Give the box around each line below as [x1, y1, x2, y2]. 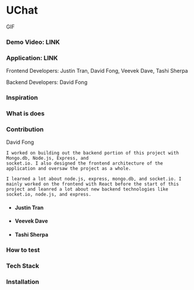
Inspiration [6, 94, 39, 102]
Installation [6, 278, 40, 286]
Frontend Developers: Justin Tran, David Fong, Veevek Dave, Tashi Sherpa [6, 67, 188, 75]
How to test [6, 246, 40, 254]
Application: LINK [6, 54, 58, 62]
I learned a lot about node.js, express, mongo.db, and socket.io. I [6, 176, 182, 182]
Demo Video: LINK [6, 38, 61, 46]
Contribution [6, 125, 44, 133]
